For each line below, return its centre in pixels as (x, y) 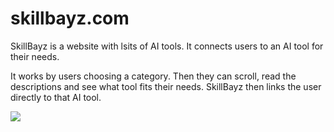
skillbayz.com (70, 18)
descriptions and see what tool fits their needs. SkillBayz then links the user (166, 86)
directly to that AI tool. (56, 97)
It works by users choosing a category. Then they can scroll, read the (153, 76)
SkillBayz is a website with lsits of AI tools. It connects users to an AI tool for (167, 46)
